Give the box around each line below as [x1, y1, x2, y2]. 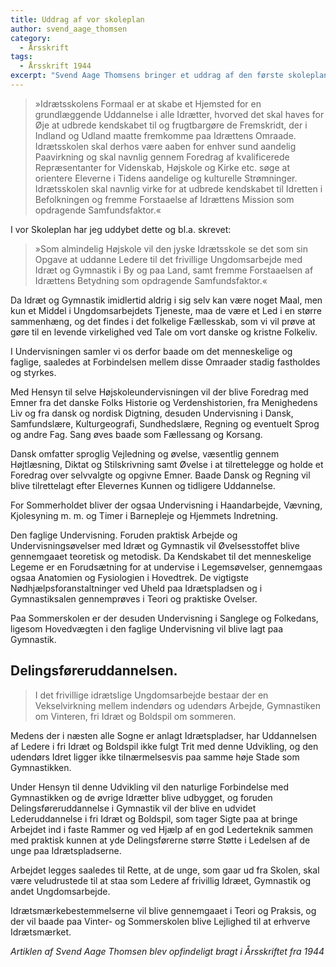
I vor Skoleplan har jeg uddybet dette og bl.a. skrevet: [10, 223, 232, 235]
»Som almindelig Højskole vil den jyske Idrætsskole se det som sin [34, 242, 308, 255]
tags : [10, 52, 33, 62]
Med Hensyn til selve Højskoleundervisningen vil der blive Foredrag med [10, 386, 309, 398]
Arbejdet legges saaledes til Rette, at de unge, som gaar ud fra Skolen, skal [10, 864, 320, 876]
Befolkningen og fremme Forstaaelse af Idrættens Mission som [34, 193, 295, 205]
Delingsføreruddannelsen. [10, 662, 178, 680]
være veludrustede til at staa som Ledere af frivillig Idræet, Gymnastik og [10, 874, 312, 886]
